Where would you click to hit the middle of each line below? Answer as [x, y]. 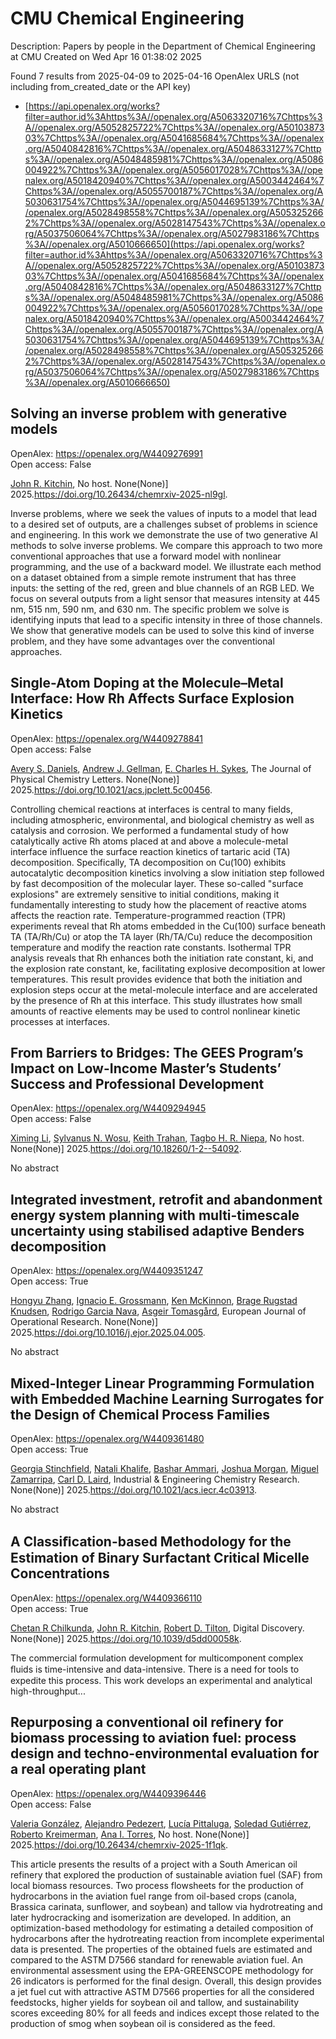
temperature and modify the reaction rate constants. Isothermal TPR [151, 947]
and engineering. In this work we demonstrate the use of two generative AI [164, 534]
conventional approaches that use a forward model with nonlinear [146, 556]
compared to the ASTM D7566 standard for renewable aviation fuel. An [156, 1959]
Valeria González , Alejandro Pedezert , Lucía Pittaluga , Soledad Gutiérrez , [161, 1823]
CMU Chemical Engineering [127, 18]
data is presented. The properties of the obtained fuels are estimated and [161, 1949]
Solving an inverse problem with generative [149, 413]
